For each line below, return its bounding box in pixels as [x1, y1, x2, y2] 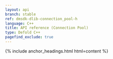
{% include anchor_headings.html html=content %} [5, 48, 109, 54]
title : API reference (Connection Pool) [5, 26, 89, 30]
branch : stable [5, 12, 36, 17]
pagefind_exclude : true [5, 35, 54, 40]
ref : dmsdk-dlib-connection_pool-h [5, 16, 78, 21]
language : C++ [5, 21, 34, 26]
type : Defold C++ [5, 30, 41, 35]
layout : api [5, 7, 29, 12]
